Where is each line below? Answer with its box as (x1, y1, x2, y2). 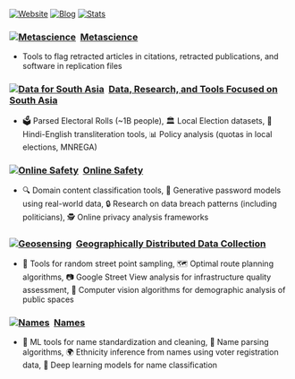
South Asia (9, 94, 58, 107)
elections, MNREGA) (21, 142, 98, 152)
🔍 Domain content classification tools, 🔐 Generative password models (21, 185, 282, 195)
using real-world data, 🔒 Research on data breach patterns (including (21, 198, 277, 209)
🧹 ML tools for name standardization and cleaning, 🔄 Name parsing (21, 337, 270, 348)
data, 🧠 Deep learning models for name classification (21, 359, 217, 371)
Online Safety (82, 164, 144, 177)
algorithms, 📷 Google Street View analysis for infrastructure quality (21, 271, 272, 282)
